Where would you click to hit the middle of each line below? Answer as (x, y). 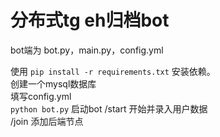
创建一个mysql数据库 (53, 83)
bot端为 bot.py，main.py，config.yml (87, 50)
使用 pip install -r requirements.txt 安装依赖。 (113, 71)
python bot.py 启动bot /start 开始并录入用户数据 (109, 108)
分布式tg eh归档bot (90, 20)
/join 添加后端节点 (47, 121)
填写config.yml (41, 96)
